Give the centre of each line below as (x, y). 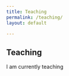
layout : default (26, 23)
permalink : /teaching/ (34, 17)
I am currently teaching (35, 67)
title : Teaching (26, 12)
